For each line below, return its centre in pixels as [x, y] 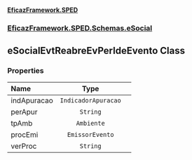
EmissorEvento [90, 135]
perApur [24, 112]
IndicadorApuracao [90, 101]
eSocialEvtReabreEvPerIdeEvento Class [96, 50]
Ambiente [90, 124]
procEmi [25, 135]
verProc [24, 146]
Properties [26, 70]
